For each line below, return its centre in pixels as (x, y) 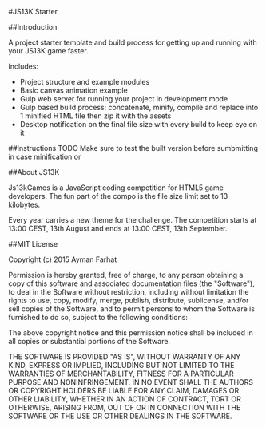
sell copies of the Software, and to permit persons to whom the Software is (132, 309)
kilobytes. (24, 204)
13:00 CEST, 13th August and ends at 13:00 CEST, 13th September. (118, 228)
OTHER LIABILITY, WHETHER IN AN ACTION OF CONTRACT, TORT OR (125, 399)
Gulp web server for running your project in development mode (124, 99)
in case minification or (45, 156)
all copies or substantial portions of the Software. (89, 341)
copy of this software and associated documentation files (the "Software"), (132, 283)
